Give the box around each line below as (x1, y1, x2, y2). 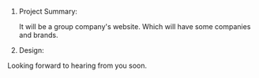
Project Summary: (18, 7, 78, 16)
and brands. (18, 31, 58, 39)
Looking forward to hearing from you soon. (7, 61, 148, 70)
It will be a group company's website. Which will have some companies (18, 22, 251, 31)
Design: (18, 46, 44, 54)
